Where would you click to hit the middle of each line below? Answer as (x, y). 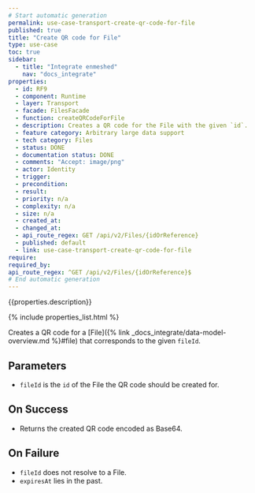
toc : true (24, 52)
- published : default (51, 243)
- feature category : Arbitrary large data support (100, 133)
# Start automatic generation (58, 15)
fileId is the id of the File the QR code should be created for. (119, 384)
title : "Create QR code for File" (65, 37)
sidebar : (22, 60)
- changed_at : (38, 228)
